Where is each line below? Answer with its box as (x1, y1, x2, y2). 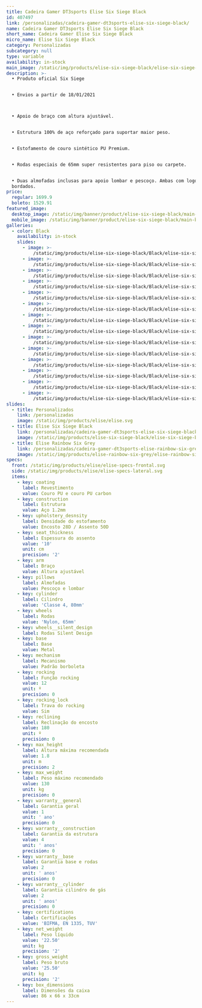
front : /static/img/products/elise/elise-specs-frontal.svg (11, 463, 165, 469)
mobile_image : (11, 217, 47, 223)
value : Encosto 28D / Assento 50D (22, 524, 109, 530)
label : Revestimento (22, 485, 74, 491)
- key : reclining (17, 714, 61, 720)
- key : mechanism (17, 652, 61, 658)
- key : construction (17, 496, 69, 502)
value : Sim (22, 708, 50, 714)
